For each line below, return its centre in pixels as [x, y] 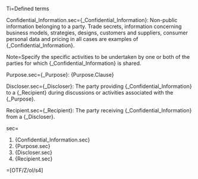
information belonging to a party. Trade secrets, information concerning [94, 26]
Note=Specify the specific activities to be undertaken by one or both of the [98, 57]
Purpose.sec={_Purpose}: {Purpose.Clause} [60, 75]
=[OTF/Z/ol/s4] [25, 170]
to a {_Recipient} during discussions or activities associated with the [90, 92]
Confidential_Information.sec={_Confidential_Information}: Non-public [92, 20]
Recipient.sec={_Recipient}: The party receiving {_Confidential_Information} [99, 110]
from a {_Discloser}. [31, 117]
